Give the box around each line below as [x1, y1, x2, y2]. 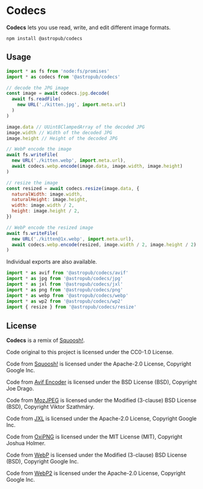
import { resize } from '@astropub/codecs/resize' [6, 304, 137, 310]
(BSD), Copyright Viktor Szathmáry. [6, 403, 95, 411]
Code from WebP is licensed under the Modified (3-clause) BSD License [6, 451, 187, 459]
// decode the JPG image [6, 84, 69, 91]
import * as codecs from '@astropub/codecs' [6, 74, 121, 80]
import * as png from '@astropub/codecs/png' [6, 287, 123, 293]
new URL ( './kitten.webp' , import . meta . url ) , [12, 157, 126, 164]
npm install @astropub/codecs [6, 35, 83, 41]
